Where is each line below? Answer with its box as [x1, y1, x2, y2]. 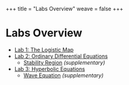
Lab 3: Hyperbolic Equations [14, 65, 86, 72]
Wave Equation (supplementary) [23, 72, 104, 79]
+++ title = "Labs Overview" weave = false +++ [5, 5, 124, 12]
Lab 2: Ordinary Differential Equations [14, 52, 108, 60]
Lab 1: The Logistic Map [14, 46, 74, 53]
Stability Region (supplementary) [23, 58, 105, 66]
